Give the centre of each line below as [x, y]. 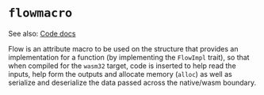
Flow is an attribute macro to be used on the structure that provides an [123, 48]
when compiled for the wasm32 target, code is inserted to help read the [122, 66]
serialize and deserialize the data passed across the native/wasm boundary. [132, 82]
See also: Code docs [42, 33]
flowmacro [40, 13]
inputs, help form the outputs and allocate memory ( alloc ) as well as [120, 74]
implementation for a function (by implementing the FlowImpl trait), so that [129, 57]
